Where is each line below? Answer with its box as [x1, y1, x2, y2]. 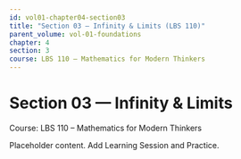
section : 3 [9, 46, 50, 55]
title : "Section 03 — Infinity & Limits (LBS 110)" [9, 21, 205, 30]
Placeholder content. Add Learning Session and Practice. [9, 139, 220, 150]
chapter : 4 [9, 38, 50, 47]
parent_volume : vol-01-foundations [9, 29, 142, 38]
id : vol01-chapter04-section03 [9, 13, 126, 22]
